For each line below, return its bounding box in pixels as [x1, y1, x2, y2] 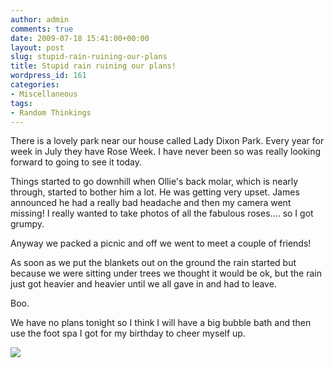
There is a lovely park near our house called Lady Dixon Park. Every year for [10, 135, 325, 147]
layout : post [10, 42, 65, 53]
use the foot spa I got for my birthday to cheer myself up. [10, 327, 246, 340]
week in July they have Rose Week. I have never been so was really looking [10, 146, 322, 158]
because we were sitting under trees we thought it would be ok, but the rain [10, 267, 322, 280]
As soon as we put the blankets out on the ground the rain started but [10, 257, 297, 269]
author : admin [10, 14, 70, 25]
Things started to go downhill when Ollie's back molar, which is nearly [10, 176, 299, 188]
